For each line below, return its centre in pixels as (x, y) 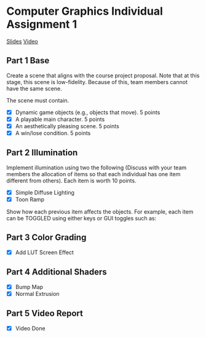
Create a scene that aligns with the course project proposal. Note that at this (103, 76)
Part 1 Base (28, 60)
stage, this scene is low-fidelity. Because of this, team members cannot (97, 82)
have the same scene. (34, 88)
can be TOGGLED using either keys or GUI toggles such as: (81, 218)
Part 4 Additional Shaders (57, 272)
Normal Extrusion (37, 293)
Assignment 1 (42, 24)
